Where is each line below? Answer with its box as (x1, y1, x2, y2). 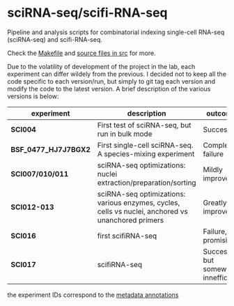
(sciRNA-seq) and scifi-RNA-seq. (7, 35, 103, 43)
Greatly (203, 197, 228, 207)
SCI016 (10, 231, 36, 240)
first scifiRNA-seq (97, 231, 157, 240)
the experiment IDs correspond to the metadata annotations (7, 291, 179, 299)
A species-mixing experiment (97, 148, 195, 158)
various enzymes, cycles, (97, 197, 180, 207)
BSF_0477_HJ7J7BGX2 (10, 144, 91, 154)
